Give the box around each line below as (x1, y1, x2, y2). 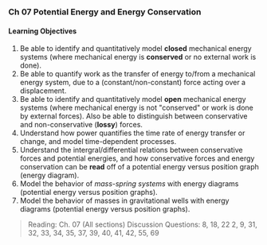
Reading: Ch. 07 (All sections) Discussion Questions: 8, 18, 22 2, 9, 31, (27, 220, 257, 229)
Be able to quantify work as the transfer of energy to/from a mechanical (19, 69, 256, 79)
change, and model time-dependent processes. (19, 137, 177, 146)
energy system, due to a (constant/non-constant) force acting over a (19, 78, 245, 87)
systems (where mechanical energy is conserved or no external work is (19, 52, 257, 62)
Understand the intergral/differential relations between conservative (19, 146, 243, 155)
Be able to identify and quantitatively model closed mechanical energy (19, 44, 253, 53)
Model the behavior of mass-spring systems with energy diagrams (19, 179, 239, 189)
